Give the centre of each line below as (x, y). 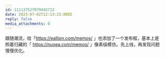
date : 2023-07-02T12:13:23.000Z (39, 14)
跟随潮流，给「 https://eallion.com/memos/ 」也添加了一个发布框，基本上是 (82, 38)
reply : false (19, 19)
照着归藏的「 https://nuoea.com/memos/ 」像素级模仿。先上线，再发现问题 (82, 45)
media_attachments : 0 (28, 24)
